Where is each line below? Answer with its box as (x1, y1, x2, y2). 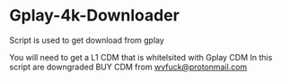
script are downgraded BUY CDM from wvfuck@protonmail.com (9, 61, 248, 72)
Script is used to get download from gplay (9, 35, 164, 45)
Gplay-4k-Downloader (9, 5, 180, 26)
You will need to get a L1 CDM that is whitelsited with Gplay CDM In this (9, 52, 273, 62)
